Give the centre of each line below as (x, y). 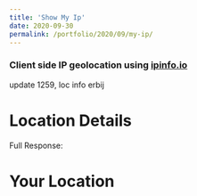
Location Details (70, 120)
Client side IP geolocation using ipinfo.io (98, 65)
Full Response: (36, 145)
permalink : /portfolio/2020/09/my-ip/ (81, 34)
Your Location (62, 181)
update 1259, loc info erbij (57, 85)
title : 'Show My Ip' (48, 17)
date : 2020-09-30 (41, 26)
